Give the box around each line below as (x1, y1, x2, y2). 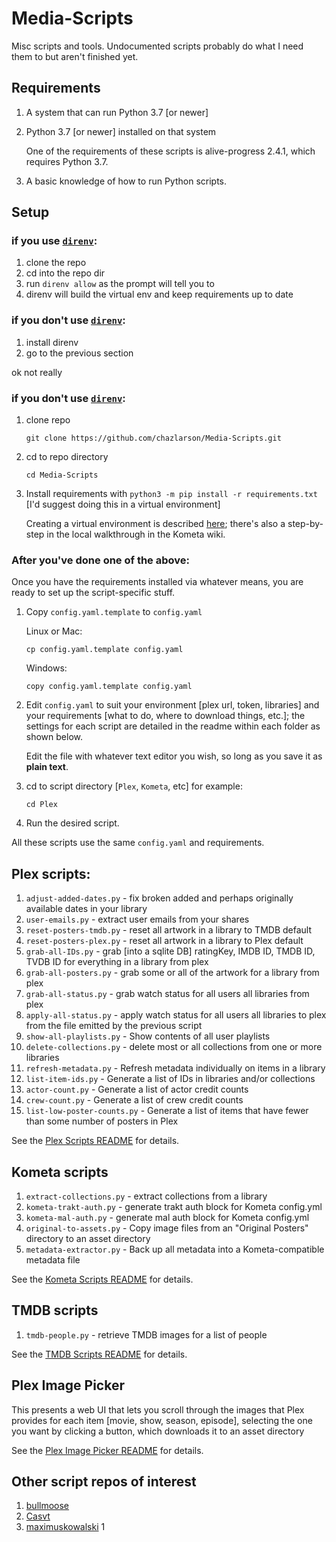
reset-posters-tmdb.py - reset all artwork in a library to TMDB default (25, 924, 313, 936)
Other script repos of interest (11, 1473, 197, 1490)
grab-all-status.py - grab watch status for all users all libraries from (25, 988, 310, 1000)
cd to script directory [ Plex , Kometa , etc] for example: (25, 780, 243, 792)
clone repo (25, 414, 71, 426)
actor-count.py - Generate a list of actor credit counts (25, 1083, 249, 1096)
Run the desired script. (25, 817, 120, 829)
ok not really (11, 366, 63, 378)
